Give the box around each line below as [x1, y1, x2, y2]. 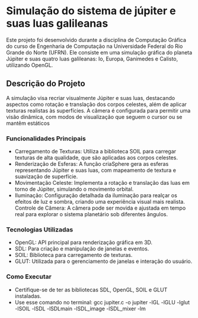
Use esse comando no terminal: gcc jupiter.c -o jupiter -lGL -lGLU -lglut [14, 298, 190, 306]
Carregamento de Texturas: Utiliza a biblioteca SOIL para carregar [14, 148, 177, 155]
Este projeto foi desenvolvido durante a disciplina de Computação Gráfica [6, 36, 187, 43]
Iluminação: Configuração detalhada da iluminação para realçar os [14, 192, 178, 199]
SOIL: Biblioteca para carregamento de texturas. [14, 252, 133, 259]
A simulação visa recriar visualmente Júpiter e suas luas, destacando [6, 94, 175, 101]
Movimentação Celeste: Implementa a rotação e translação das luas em [14, 179, 190, 187]
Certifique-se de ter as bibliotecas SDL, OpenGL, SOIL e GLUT [14, 286, 168, 293]
